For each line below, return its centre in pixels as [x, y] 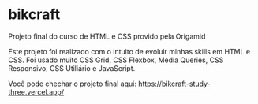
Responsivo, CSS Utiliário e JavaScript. [72, 68]
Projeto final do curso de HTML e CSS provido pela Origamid [107, 36]
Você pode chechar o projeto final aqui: [72, 84]
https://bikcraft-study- [174, 84]
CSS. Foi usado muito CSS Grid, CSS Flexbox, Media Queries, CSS [116, 60]
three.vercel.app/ [36, 91]
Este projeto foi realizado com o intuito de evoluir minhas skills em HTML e [129, 51]
